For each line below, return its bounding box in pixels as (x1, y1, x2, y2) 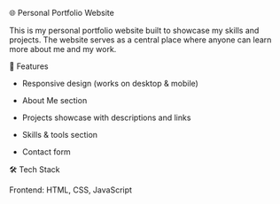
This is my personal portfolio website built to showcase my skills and (9, 26, 260, 35)
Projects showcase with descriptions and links (21, 112, 191, 123)
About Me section (21, 95, 88, 105)
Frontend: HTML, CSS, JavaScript (9, 185, 133, 195)
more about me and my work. (9, 44, 117, 54)
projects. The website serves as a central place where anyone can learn (9, 34, 272, 45)
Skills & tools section (21, 130, 98, 140)
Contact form (21, 147, 71, 157)
